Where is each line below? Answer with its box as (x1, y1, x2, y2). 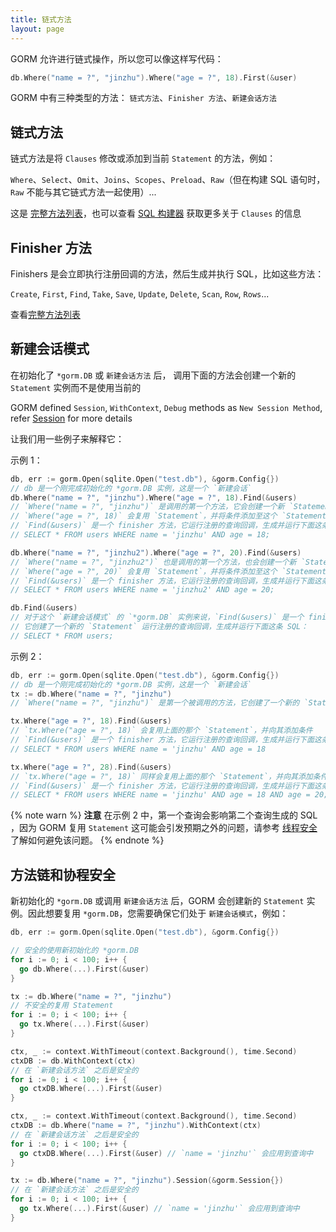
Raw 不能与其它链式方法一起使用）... (10, 186, 157, 198)
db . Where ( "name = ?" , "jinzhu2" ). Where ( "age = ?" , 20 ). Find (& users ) (10, 547, 302, 558)
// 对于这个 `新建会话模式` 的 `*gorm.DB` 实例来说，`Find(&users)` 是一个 (10, 612, 305, 623)
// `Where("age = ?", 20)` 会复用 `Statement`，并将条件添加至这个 (10, 566, 278, 576)
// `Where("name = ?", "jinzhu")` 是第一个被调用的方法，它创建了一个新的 (10, 698, 300, 708)
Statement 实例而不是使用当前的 (10, 381, 142, 393)
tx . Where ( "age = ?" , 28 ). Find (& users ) (10, 762, 172, 772)
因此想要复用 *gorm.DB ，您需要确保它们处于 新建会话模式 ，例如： (27, 907, 289, 920)
